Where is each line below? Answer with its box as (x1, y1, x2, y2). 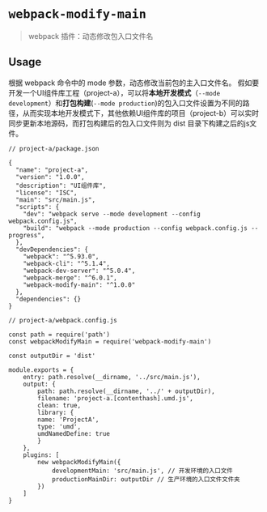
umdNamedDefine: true (37, 429, 111, 437)
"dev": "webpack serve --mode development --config (23, 210, 201, 218)
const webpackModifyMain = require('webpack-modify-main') (8, 337, 212, 346)
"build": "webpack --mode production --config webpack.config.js (23, 224, 248, 233)
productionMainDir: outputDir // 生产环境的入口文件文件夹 (51, 475, 240, 484)
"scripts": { (15, 203, 60, 211)
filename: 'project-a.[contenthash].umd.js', (37, 394, 194, 403)
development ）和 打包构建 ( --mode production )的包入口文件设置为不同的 (8, 98, 243, 108)
